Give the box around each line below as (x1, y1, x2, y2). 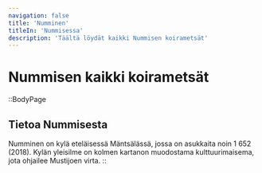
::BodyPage (8, 95, 46, 104)
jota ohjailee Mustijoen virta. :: (8, 156, 107, 165)
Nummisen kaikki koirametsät (8, 69, 209, 86)
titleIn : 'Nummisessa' (8, 26, 84, 34)
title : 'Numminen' (8, 19, 69, 27)
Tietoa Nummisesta (8, 117, 108, 132)
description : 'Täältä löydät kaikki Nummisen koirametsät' (8, 33, 209, 42)
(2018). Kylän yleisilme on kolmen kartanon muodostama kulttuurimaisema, (8, 147, 255, 156)
